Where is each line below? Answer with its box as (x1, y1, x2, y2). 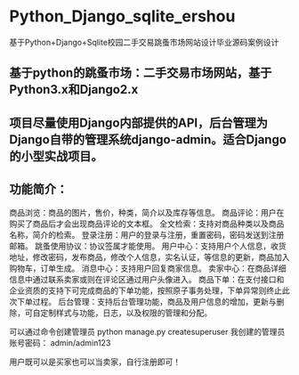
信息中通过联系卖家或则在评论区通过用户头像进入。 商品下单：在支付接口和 (9, 273, 285, 284)
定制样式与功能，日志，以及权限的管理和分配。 (39, 307, 212, 318)
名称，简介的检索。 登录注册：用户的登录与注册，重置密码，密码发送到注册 (9, 229, 285, 240)
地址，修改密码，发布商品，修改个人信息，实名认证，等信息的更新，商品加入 (9, 251, 290, 262)
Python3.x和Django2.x (9, 82, 139, 97)
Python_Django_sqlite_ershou (9, 6, 236, 27)
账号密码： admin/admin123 (9, 337, 111, 348)
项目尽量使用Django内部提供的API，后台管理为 (9, 115, 269, 130)
